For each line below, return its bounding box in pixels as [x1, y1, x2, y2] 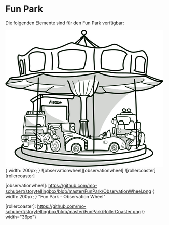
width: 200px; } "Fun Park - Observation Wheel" [5, 193, 106, 199]
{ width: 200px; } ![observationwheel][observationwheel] [5, 167, 124, 173]
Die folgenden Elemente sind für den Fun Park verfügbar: [5, 20, 124, 26]
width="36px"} [5, 214, 36, 220]
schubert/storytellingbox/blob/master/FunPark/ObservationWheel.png [5, 188, 152, 194]
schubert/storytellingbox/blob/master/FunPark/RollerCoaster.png [5, 208, 141, 214]
